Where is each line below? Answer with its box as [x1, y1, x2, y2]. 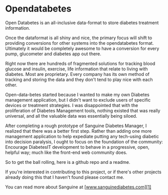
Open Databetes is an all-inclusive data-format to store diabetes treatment [5, 20, 159, 26]
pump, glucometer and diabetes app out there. [5, 51, 102, 57]
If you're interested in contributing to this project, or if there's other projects [5, 169, 161, 175]
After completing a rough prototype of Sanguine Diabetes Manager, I [5, 123, 147, 129]
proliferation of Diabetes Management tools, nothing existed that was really [5, 108, 160, 114]
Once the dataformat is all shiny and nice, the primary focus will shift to [5, 35, 152, 41]
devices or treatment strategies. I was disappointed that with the [5, 102, 138, 108]
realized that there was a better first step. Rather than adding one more [5, 128, 152, 134]
